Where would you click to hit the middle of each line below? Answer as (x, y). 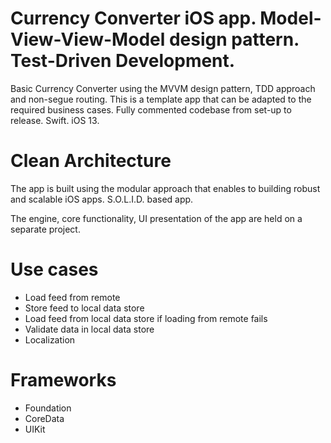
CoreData (44, 418)
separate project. (45, 229)
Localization (50, 339)
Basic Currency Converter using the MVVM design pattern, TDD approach (163, 88)
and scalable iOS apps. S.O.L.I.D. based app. (102, 199)
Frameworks (63, 380)
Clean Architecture (91, 161)
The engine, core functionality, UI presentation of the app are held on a (156, 218)
